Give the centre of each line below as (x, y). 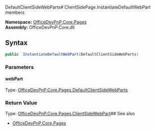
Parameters (19, 67)
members (15, 12)
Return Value (21, 103)
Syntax (16, 43)
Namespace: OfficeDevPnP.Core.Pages (46, 22)
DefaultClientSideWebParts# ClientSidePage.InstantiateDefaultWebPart (78, 7)
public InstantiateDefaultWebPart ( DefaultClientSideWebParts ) (72, 54)
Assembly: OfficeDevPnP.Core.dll (40, 27)
